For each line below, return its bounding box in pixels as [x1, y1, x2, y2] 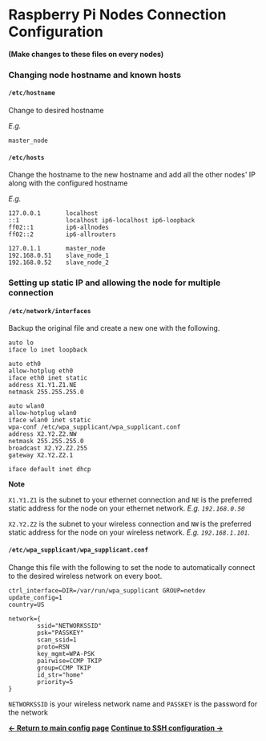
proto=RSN [37, 642, 70, 651]
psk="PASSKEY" [37, 629, 84, 637]
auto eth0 [8, 360, 42, 368]
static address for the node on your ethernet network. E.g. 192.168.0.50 [8, 503, 245, 513]
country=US [8, 601, 45, 609]
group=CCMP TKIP [37, 664, 91, 672]
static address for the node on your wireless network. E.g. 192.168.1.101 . [8, 527, 250, 537]
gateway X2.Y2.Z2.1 [8, 451, 74, 459]
